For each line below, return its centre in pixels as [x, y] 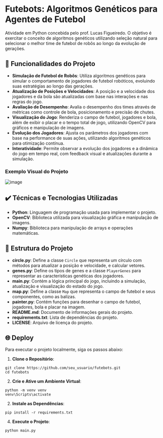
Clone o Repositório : [33, 359]
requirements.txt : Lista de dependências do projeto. [65, 317]
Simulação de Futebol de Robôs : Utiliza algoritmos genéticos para [79, 76]
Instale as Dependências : [38, 404]
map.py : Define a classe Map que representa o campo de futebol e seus [84, 291]
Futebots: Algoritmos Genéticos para [81, 9]
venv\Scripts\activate [28, 394]
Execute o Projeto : [31, 422]
